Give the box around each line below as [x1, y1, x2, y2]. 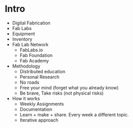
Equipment [12, 30, 35, 37]
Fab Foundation [19, 52, 53, 58]
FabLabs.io [19, 47, 43, 53]
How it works [12, 95, 40, 102]
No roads [19, 79, 39, 85]
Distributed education [19, 68, 66, 74]
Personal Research [19, 74, 60, 80]
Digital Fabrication [12, 20, 50, 26]
